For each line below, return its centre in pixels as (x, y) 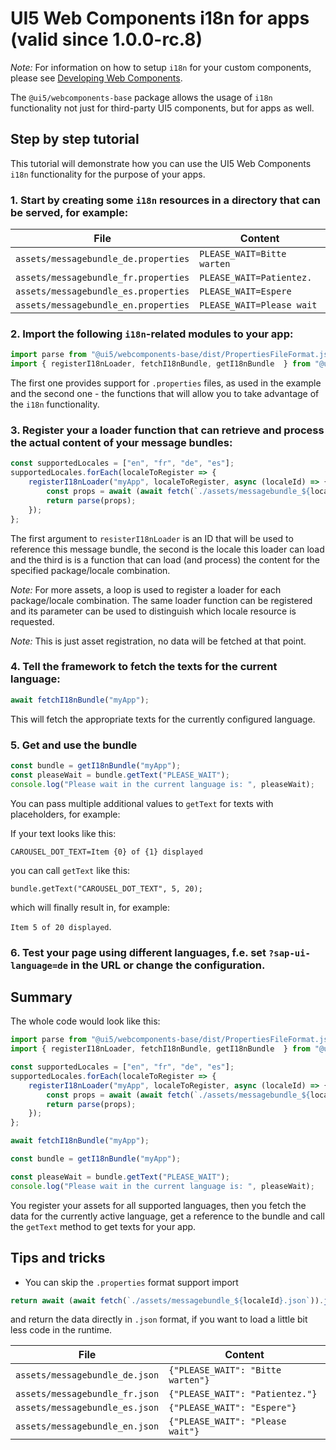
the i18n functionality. (55, 404)
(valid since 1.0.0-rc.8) (106, 39)
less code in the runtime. (61, 1330)
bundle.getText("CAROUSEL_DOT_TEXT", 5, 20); (106, 888)
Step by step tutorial (75, 139)
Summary (41, 997)
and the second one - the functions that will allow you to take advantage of (165, 394)
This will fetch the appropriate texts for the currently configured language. (163, 719)
